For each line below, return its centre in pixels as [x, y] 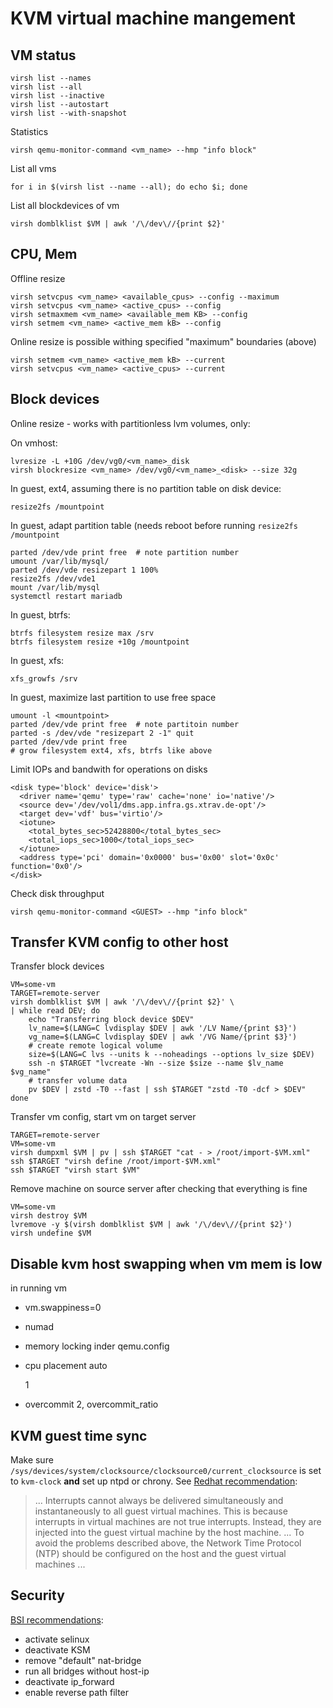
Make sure [32, 1460]
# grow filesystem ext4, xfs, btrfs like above [111, 750]
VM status [43, 55]
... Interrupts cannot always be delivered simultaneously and [159, 1501]
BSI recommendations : [57, 1619]
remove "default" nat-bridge [83, 1660]
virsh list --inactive [57, 96]
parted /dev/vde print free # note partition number [125, 552]
